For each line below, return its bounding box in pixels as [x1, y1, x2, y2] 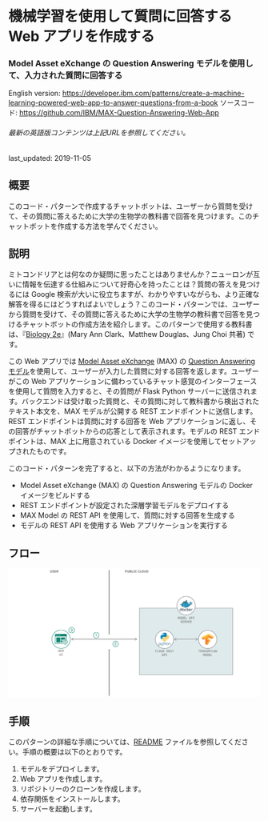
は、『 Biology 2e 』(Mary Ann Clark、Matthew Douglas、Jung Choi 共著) [8, 330, 246, 339]
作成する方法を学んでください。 [57, 221, 162, 230]
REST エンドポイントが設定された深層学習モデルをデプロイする [19, 501, 230, 511]
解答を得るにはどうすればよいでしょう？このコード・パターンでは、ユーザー [8, 299, 260, 309]
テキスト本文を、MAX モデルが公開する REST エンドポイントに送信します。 [8, 406, 258, 416]
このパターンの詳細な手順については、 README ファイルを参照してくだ [8, 737, 242, 747]
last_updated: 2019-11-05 [8, 153, 92, 162]
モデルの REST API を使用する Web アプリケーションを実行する [19, 521, 228, 531]
